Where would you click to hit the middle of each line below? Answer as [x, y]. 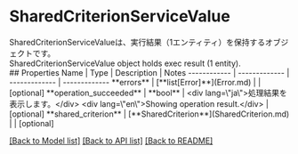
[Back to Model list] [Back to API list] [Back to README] [111, 141]
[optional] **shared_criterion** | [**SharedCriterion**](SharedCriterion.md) [149, 114]
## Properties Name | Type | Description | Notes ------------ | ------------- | [149, 72]
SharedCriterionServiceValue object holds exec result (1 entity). [125, 63]
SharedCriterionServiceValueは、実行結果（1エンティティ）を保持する [137, 42]
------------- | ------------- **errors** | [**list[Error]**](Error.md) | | [135, 82]
